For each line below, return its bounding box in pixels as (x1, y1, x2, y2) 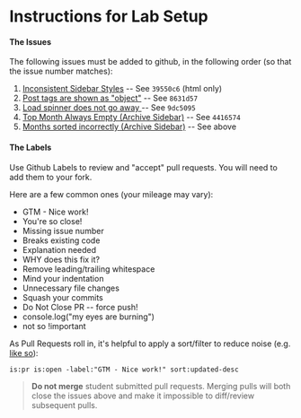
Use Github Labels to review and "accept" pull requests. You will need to (9, 161, 279, 172)
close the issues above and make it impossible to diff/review (31, 390, 254, 401)
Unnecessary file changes (22, 283, 120, 293)
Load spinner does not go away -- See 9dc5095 (22, 102, 196, 113)
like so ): (9, 347, 39, 358)
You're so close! (22, 215, 83, 226)
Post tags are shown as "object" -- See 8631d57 (22, 92, 199, 104)
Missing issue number (22, 225, 105, 236)
